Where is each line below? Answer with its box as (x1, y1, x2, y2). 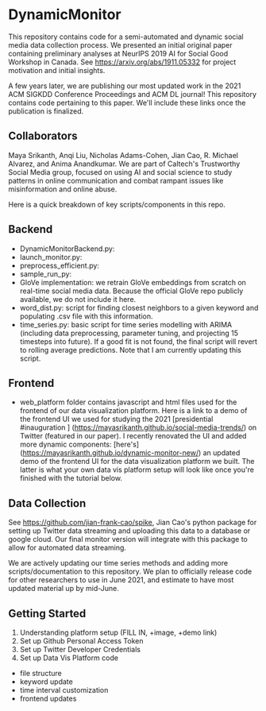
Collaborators (8, 129, 78, 143)
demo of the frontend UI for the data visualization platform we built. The (19, 457, 256, 466)
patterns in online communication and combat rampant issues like (8, 176, 224, 185)
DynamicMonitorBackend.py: (19, 244, 115, 253)
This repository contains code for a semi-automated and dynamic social (8, 32, 244, 41)
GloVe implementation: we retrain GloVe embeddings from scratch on (19, 277, 246, 287)
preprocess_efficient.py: (19, 261, 99, 270)
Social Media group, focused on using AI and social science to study (8, 167, 233, 176)
